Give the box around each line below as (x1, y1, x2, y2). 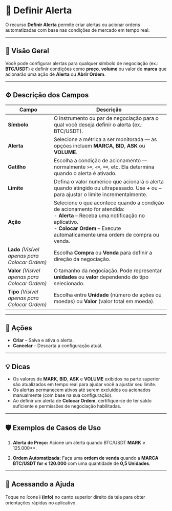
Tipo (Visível (8, 288, 38, 295)
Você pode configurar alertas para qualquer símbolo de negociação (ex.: (5, 60, 159, 66)
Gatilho (8, 163, 26, 171)
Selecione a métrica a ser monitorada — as (53, 136, 157, 143)
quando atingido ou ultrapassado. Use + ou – (53, 184, 162, 191)
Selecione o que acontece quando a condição (53, 199, 164, 206)
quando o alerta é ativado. (53, 169, 117, 177)
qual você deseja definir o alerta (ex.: (53, 121, 143, 128)
